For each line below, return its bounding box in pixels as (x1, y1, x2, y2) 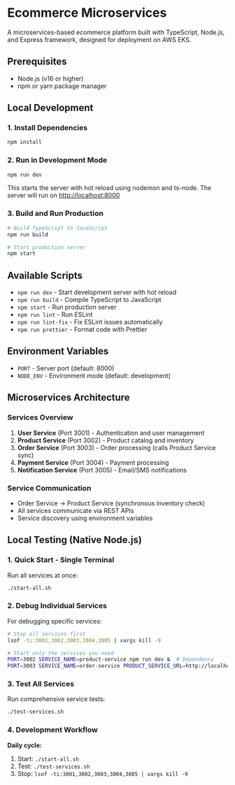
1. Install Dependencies (7, 123, 88, 133)
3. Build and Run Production (7, 208, 104, 218)
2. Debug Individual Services (7, 601, 107, 611)
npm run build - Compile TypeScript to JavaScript (17, 296, 162, 304)
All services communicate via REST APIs (17, 506, 134, 514)
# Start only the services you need (7, 649, 114, 656)
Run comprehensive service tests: (7, 695, 106, 703)
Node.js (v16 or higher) (17, 74, 84, 82)
